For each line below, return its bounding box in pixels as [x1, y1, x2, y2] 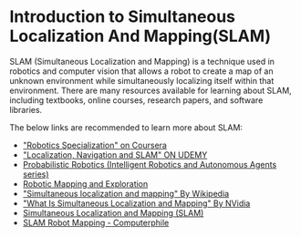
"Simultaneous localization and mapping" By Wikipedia [22, 188, 230, 199]
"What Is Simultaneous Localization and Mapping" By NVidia [22, 198, 251, 209]
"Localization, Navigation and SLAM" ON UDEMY [22, 149, 208, 160]
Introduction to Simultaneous [9, 6, 235, 27]
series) [22, 169, 49, 180]
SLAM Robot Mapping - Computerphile [22, 217, 170, 228]
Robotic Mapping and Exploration [22, 178, 149, 189]
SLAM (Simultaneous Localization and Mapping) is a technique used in [9, 56, 275, 67]
